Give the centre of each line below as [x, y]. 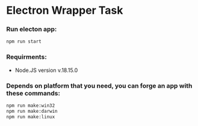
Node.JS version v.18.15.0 [46, 70]
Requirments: [26, 57]
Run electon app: [32, 29]
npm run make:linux [31, 117]
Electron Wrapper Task [65, 10]
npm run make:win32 [31, 106]
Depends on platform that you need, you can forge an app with [99, 86]
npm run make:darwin [32, 111]
